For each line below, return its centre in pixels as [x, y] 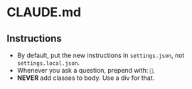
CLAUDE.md [44, 12]
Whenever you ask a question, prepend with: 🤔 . [86, 70]
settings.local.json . [48, 63]
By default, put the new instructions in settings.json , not [101, 55]
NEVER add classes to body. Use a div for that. [86, 78]
